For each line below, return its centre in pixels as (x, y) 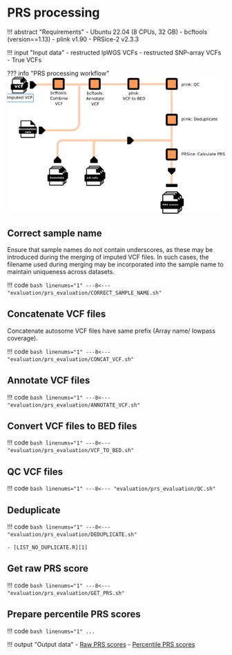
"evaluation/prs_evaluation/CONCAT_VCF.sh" (71, 359)
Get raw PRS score (48, 568)
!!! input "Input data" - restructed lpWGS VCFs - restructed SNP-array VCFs (114, 52)
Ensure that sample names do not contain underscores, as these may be (110, 249)
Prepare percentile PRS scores (74, 615)
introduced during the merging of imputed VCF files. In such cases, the (108, 257)
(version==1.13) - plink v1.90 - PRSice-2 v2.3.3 (73, 39)
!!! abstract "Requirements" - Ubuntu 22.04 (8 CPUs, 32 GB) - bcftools (107, 32)
